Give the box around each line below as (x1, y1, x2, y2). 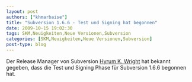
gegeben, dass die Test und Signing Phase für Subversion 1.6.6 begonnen (6, 64, 187, 71)
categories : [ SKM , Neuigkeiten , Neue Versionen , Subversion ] (6, 36, 152, 42)
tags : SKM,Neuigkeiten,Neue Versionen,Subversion (6, 31, 132, 37)
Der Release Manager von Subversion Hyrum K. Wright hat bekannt (6, 57, 171, 65)
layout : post (6, 8, 39, 15)
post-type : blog (6, 42, 46, 48)
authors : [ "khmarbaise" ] (6, 14, 68, 20)
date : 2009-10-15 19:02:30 (6, 25, 73, 31)
